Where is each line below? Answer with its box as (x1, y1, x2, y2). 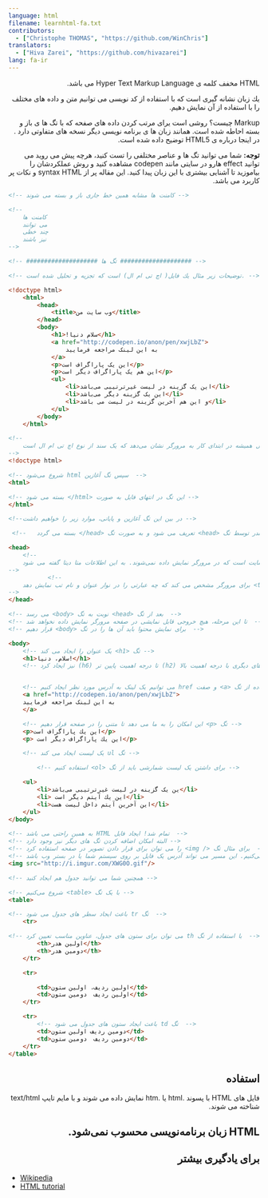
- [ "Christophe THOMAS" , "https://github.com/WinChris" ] (15, 34, 209, 42)
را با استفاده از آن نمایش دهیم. (168, 102, 260, 112)
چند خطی (22, 228, 49, 236)
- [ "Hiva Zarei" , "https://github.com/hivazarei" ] (15, 49, 187, 57)
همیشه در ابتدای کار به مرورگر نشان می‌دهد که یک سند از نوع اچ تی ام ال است (22, 441, 253, 450)
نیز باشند (22, 235, 46, 244)
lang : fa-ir (8, 57, 48, 65)
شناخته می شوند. (208, 1101, 260, 1112)
